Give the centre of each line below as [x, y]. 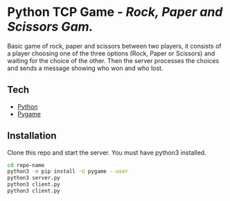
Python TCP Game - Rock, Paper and [115, 12]
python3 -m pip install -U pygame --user [68, 172]
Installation [32, 136]
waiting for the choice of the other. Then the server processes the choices [113, 60]
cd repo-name [26, 165]
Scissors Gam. [50, 27]
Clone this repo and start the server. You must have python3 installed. [107, 152]
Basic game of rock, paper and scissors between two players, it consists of [114, 46]
